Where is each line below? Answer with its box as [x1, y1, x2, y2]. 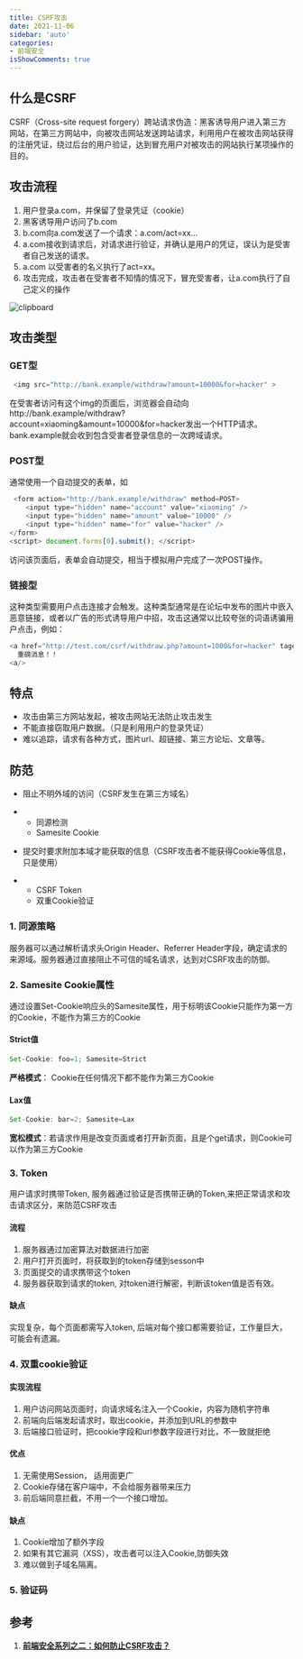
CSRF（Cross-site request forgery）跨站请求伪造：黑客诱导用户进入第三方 [9, 116, 287, 127]
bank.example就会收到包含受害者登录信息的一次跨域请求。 [9, 430, 228, 441]
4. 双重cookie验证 [9, 1358, 88, 1370]
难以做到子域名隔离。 [22, 1559, 102, 1570]
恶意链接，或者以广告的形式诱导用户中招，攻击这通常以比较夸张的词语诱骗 [9, 612, 286, 623]
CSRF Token [35, 884, 83, 895]
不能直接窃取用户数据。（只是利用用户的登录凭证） [22, 722, 209, 733]
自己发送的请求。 [30, 250, 95, 261]
